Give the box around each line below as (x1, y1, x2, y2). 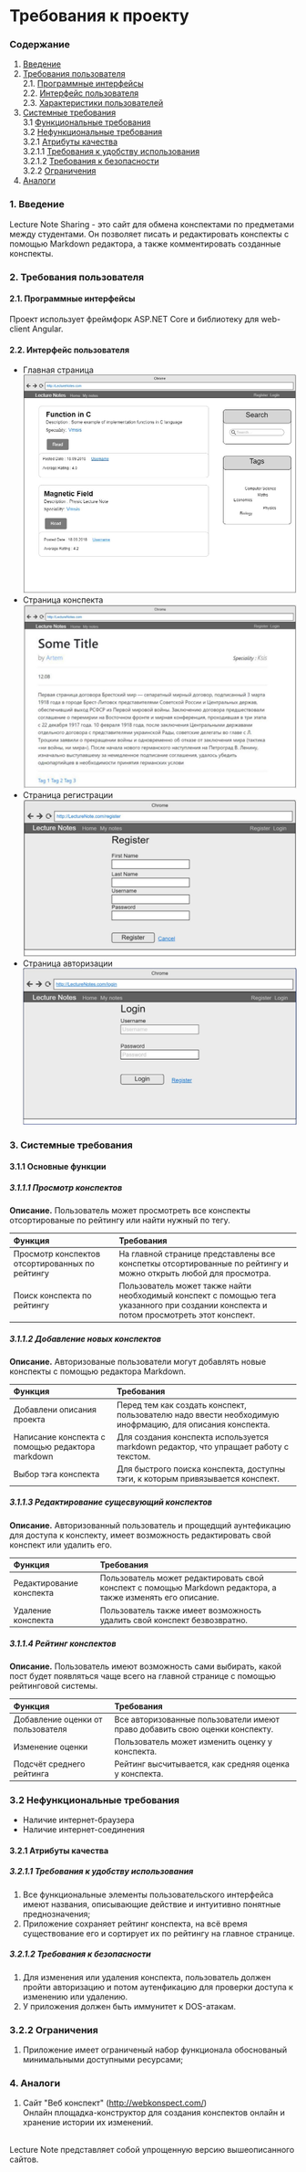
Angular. (31, 323, 64, 334)
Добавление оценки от (13, 1714, 103, 1725)
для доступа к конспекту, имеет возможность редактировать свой (9, 1529, 271, 1540)
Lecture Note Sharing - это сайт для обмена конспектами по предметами (9, 218, 294, 229)
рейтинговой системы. (9, 1681, 98, 1692)
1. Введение (9, 198, 66, 211)
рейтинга (13, 1768, 50, 1779)
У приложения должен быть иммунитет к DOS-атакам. (22, 2000, 237, 2011)
